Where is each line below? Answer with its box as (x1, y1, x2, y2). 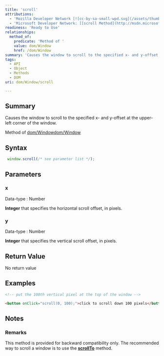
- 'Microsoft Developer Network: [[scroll (9, 20, 97, 26)
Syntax (5, 143, 27, 152)
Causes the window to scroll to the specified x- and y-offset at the (5, 115, 138, 121)
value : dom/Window (14, 43, 51, 48)
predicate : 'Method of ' (14, 39, 64, 44)
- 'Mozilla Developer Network (9, 16, 71, 21)
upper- (139, 115, 153, 121)
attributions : (5, 12, 34, 17)
